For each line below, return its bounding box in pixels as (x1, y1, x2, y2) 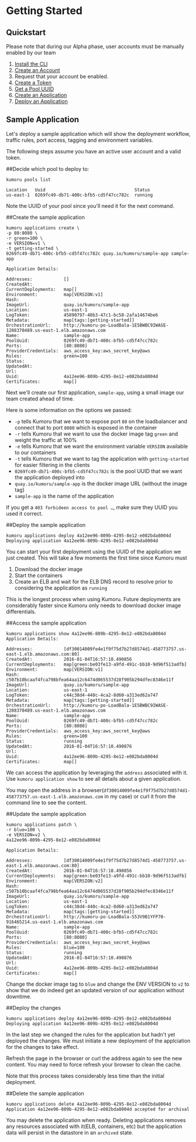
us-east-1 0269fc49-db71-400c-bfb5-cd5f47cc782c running (6, 192, 153, 198)
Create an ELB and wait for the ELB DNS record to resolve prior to (14, 578, 173, 585)
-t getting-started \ (6, 245, 59, 251)
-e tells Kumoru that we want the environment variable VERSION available (14, 443, 188, 450)
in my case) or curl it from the (104, 793, 176, 800)
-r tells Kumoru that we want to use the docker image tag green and (14, 430, 178, 437)
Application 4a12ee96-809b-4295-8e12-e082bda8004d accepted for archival (6, 1106, 190, 1112)
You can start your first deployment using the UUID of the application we (6, 548, 181, 555)
